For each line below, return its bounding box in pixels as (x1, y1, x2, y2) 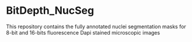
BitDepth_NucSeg (6, 4, 95, 17)
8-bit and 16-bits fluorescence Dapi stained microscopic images (6, 29, 160, 36)
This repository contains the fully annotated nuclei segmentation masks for (6, 23, 187, 30)
